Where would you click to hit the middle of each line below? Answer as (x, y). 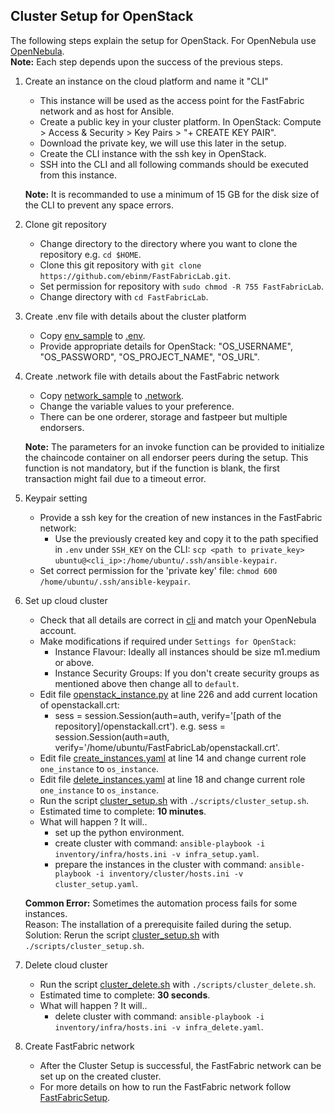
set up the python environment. (119, 832)
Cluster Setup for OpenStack (102, 16)
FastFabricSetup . (75, 1097)
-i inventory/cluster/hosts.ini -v (169, 874)
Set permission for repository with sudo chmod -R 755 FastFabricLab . (181, 286)
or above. (74, 662)
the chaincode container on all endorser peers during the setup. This (166, 457)
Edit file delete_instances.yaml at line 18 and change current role (172, 779)
